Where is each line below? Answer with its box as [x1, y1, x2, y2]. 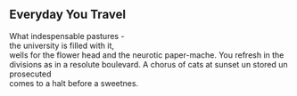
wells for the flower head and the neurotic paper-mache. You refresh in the [9, 49, 285, 60]
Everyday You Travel [9, 7, 127, 22]
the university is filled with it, [9, 40, 114, 51]
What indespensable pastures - [9, 30, 125, 41]
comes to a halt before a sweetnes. [9, 77, 139, 88]
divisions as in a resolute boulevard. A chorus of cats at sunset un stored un [9, 59, 288, 69]
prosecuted [9, 68, 52, 79]
